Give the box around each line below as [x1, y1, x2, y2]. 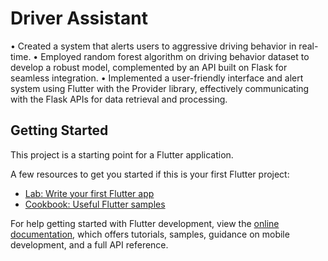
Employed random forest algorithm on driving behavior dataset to [40, 50, 310, 62]
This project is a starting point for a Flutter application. [10, 148, 234, 161]
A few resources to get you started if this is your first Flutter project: [10, 168, 290, 180]
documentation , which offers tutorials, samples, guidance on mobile [10, 228, 290, 240]
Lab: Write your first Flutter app [24, 187, 155, 199]
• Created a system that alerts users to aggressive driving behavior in [10, 40, 297, 52]
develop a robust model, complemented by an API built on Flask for [10, 61, 288, 73]
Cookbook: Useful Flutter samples [24, 198, 166, 210]
